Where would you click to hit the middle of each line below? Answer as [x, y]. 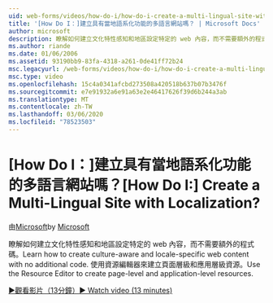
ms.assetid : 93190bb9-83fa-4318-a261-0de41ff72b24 [96, 62]
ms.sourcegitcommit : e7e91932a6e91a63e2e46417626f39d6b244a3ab [118, 92]
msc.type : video [36, 77]
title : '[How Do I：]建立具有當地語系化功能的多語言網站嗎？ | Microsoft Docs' [134, 24]
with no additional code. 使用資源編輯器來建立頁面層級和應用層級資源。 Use [134, 264]
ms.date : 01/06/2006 [43, 54]
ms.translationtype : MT [49, 99]
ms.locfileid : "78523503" [52, 122]
